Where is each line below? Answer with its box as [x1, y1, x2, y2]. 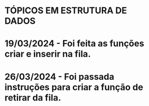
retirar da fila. [4, 92, 61, 103]
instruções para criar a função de [4, 81, 144, 93]
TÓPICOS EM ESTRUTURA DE [4, 5, 127, 16]
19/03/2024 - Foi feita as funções [4, 38, 145, 49]
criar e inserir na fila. [4, 48, 91, 60]
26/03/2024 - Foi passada [4, 71, 115, 82]
